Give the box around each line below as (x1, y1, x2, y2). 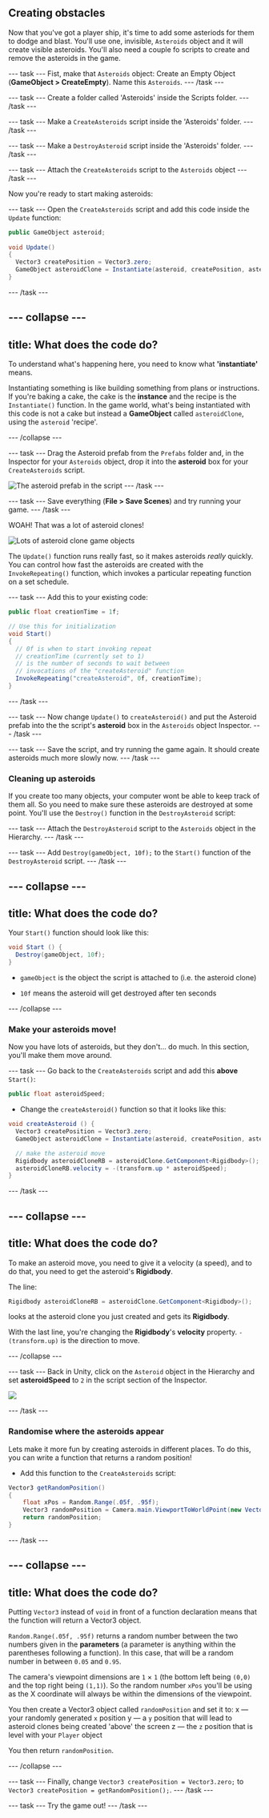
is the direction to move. (60, 1336, 140, 1345)
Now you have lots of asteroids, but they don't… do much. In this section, (8, 1042, 250, 1052)
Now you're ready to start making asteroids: (8, 188, 154, 199)
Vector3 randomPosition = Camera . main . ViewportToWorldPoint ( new (22, 1506, 242, 1514)
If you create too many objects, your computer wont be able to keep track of (8, 791, 260, 801)
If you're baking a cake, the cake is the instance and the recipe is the (8, 392, 237, 401)
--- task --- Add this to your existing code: (8, 593, 148, 602)
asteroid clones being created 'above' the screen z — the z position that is (8, 1722, 254, 1732)
